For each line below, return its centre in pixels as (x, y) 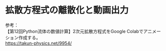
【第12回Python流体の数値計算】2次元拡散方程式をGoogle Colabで (74, 31)
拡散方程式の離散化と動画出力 (67, 10)
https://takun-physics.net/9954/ (38, 43)
